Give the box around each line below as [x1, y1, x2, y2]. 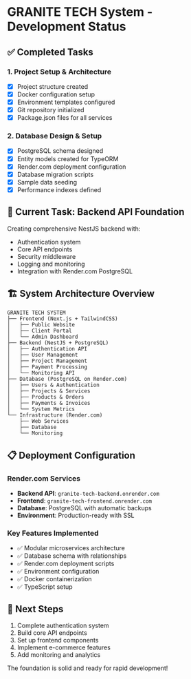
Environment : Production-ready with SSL [16, 511, 135, 520]
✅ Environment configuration [16, 567, 100, 576]
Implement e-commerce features [16, 643, 111, 651]
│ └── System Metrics [7, 406, 76, 413]
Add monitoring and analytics [16, 651, 101, 659]
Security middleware [16, 252, 76, 260]
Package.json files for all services [16, 114, 113, 122]
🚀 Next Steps [7, 603, 64, 615]
